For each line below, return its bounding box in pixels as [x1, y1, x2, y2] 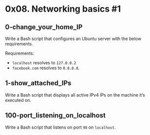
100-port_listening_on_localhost [5, 111, 106, 120]
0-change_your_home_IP [5, 23, 83, 31]
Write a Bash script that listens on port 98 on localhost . [5, 124, 116, 130]
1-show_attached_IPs [5, 79, 72, 87]
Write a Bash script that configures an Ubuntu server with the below [5, 36, 141, 41]
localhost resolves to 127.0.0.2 [12, 60, 76, 65]
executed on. [5, 97, 32, 103]
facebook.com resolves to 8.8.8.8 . [12, 65, 80, 71]
